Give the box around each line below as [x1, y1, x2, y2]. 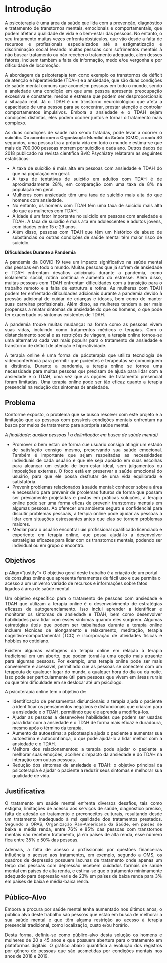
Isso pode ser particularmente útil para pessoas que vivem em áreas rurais [5, 674, 162, 680]
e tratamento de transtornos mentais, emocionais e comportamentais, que [5, 25, 162, 31]
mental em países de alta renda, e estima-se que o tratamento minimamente [5, 868, 162, 874]
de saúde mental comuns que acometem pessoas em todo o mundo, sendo [5, 82, 162, 88]
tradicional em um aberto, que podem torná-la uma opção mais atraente [5, 653, 162, 659]
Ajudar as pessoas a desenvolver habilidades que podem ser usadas [12, 714, 162, 720]
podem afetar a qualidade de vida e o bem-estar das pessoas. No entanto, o [5, 30, 162, 36]
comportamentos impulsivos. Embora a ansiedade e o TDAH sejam [5, 109, 162, 115]
